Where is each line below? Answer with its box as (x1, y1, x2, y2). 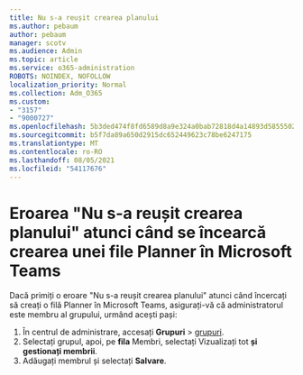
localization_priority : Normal (9, 80, 127, 89)
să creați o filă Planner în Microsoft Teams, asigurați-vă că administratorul (9, 299, 284, 311)
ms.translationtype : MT (9, 139, 99, 148)
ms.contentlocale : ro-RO (9, 147, 103, 156)
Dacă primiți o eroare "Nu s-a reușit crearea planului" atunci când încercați (9, 290, 287, 301)
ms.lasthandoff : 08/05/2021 (9, 155, 115, 165)
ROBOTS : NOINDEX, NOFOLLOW (9, 72, 111, 81)
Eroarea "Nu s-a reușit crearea (9, 203, 243, 224)
